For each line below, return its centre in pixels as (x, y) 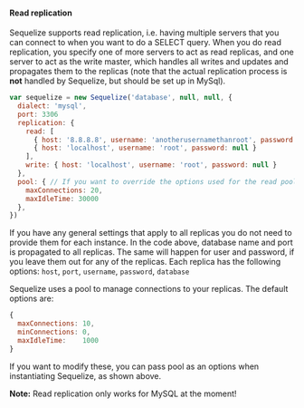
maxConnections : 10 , (56, 324)
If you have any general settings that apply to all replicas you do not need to (151, 233)
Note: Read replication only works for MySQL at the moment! (123, 393)
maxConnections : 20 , (64, 190)
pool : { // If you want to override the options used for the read (147, 181)
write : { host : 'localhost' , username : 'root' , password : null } (152, 165)
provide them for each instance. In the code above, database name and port (152, 243)
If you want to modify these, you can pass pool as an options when (134, 366)
